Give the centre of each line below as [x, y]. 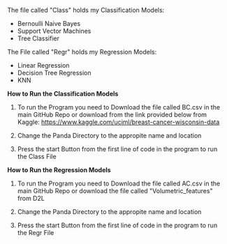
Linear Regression [43, 65]
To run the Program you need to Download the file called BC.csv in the [119, 107]
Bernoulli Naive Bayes [49, 23]
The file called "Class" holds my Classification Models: [86, 10]
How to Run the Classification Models [63, 94]
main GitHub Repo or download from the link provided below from [112, 115]
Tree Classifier [38, 38]
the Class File [37, 157]
